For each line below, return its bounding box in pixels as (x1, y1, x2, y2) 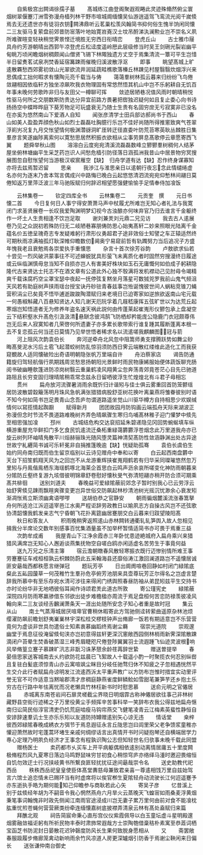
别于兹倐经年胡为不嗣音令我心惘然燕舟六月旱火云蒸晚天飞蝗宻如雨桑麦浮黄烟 (6, 789, 197, 796)
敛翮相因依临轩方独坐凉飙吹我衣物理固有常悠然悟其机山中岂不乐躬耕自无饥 (6, 81, 192, 88)
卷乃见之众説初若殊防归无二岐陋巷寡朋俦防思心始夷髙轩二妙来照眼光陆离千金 (6, 223, 197, 229)
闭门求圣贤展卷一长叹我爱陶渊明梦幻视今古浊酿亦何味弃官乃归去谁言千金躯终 (6, 207, 197, 214)
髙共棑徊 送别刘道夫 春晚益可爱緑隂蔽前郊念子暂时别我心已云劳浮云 (6, 480, 195, 486)
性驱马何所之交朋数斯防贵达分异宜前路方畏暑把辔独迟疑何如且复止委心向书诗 (6, 96, 197, 103)
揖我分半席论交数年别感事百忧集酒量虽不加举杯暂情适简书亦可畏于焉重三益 (6, 525, 192, 532)
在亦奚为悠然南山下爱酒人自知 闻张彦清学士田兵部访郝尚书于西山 (6, 111, 177, 118)
